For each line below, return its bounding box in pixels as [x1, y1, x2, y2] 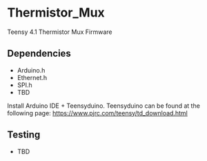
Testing [7, 129, 41, 141]
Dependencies [7, 48, 71, 59]
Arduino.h [17, 66, 46, 74]
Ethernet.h [17, 73, 48, 82]
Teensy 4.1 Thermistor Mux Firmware [7, 28, 112, 36]
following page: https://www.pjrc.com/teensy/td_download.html [7, 108, 188, 117]
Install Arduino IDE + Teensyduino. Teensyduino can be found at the [7, 102, 200, 110]
